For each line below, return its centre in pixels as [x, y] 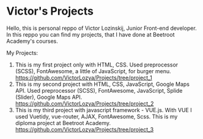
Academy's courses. [32, 41]
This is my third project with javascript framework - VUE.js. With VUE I [103, 110]
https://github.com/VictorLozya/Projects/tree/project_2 [84, 103]
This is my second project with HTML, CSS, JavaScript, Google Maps [102, 84]
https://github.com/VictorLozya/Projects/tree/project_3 [84, 129]
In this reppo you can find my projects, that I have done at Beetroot [90, 34]
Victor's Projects [50, 11]
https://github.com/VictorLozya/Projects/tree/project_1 [84, 77]
